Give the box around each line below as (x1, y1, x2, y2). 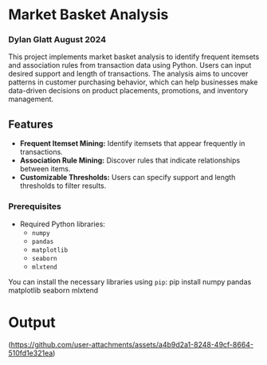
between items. (19, 164, 71, 174)
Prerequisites (8, 201, 61, 212)
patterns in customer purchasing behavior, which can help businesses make (8, 77, 258, 87)
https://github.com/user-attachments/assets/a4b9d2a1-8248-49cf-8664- (10, 339, 253, 349)
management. (8, 94, 54, 104)
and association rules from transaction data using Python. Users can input (8, 61, 252, 70)
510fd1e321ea (8, 348, 53, 358)
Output (8, 313, 56, 332)
